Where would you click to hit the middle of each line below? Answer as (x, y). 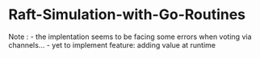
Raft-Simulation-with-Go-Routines (127, 15)
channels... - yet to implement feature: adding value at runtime (112, 44)
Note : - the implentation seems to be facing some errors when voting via (130, 37)
